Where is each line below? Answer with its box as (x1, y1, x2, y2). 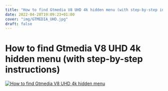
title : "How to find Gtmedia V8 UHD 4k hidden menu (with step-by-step (5, 7, 157, 12)
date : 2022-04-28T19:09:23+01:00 (5, 12, 75, 17)
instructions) (5, 64, 60, 75)
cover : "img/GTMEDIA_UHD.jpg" (5, 16, 68, 21)
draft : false (5, 21, 32, 26)
